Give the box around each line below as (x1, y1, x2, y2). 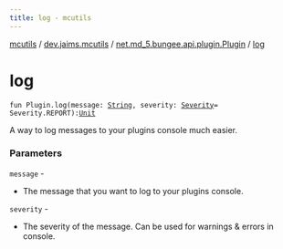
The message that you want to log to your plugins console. (22, 185, 244, 196)
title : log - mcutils (9, 13, 92, 23)
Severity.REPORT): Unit (9, 109, 96, 118)
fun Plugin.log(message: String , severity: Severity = (9, 100, 219, 109)
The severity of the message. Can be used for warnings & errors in (22, 221, 274, 232)
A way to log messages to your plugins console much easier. (9, 124, 238, 135)
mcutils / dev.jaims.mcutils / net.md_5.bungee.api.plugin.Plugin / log (9, 38, 265, 49)
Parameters (9, 147, 62, 160)
